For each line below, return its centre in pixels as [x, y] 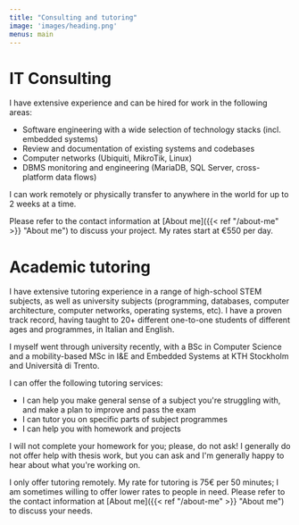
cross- [248, 168]
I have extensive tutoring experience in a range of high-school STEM [136, 292]
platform [37, 177]
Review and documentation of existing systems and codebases [138, 149]
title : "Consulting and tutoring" [74, 17]
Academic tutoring [80, 267]
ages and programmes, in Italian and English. [92, 329]
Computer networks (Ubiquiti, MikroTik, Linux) [107, 158]
